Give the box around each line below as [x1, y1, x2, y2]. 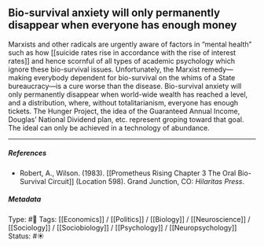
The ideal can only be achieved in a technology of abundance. [8, 123, 210, 132]
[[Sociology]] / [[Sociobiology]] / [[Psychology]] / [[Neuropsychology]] [8, 223, 237, 232]
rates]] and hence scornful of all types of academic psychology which [8, 56, 236, 65]
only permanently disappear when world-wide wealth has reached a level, [8, 90, 248, 99]
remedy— [201, 65, 234, 74]
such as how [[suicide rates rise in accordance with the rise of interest [8, 47, 236, 57]
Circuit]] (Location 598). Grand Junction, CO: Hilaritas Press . [47, 176, 245, 186]
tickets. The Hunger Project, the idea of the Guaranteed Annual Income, [8, 106, 240, 116]
